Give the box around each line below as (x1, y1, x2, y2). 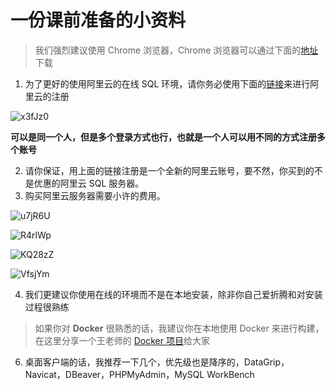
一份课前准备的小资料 (10, 9, 187, 32)
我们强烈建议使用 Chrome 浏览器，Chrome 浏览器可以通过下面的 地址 (34, 44, 319, 56)
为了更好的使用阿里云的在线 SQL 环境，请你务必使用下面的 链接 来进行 (24, 77, 311, 90)
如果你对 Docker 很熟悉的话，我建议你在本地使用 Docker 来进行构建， (34, 322, 325, 334)
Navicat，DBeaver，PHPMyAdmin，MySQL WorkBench (24, 368, 255, 380)
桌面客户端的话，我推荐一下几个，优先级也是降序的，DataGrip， (24, 356, 290, 368)
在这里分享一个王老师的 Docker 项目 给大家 (34, 334, 210, 346)
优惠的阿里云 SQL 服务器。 (33, 177, 145, 189)
